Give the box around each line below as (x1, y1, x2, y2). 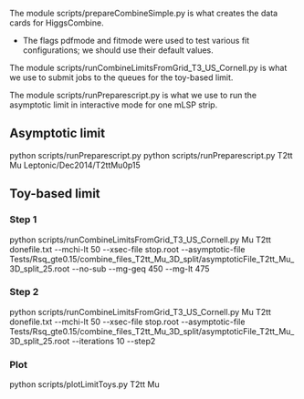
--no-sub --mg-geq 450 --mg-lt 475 (71, 263, 210, 274)
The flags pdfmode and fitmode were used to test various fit (22, 36, 250, 46)
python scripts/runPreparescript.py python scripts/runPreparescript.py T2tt (9, 149, 294, 160)
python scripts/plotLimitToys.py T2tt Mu (9, 379, 160, 390)
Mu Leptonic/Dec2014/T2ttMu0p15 (9, 159, 142, 170)
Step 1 (9, 213, 37, 226)
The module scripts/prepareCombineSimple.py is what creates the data (9, 8, 278, 18)
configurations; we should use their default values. (22, 45, 215, 56)
